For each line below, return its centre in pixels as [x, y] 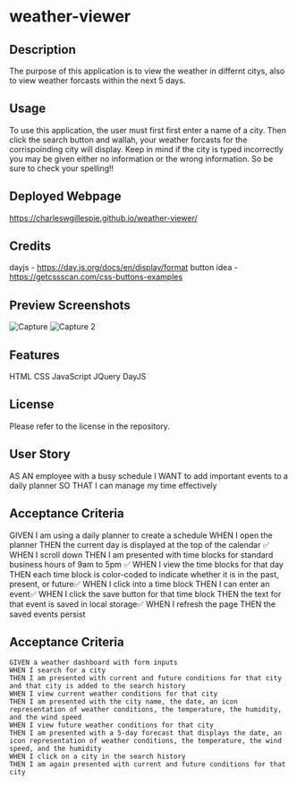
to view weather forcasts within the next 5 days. [98, 81]
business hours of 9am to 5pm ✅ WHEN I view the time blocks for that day [146, 564]
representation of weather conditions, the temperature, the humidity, [145, 710]
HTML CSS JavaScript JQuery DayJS [78, 377]
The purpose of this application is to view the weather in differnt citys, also [147, 71]
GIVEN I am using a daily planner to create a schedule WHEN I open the [141, 535]
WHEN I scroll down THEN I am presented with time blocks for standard [141, 555]
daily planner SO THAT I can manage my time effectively [113, 485]
